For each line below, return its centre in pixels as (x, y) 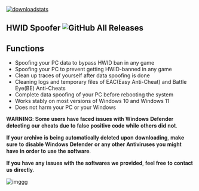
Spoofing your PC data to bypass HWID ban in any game (85, 63)
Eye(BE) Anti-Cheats (40, 88)
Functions (25, 48)
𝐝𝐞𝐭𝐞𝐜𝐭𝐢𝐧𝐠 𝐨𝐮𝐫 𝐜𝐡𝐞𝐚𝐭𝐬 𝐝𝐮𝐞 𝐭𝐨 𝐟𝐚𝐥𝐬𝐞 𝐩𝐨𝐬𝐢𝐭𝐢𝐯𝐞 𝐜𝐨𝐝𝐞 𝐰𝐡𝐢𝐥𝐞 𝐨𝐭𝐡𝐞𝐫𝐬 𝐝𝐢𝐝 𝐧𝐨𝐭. (92, 126)
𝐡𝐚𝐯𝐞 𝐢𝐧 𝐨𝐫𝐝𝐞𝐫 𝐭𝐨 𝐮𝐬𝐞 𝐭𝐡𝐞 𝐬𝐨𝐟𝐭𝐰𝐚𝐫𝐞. (49, 151)
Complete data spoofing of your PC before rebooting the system (94, 95)
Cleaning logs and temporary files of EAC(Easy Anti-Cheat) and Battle (101, 82)
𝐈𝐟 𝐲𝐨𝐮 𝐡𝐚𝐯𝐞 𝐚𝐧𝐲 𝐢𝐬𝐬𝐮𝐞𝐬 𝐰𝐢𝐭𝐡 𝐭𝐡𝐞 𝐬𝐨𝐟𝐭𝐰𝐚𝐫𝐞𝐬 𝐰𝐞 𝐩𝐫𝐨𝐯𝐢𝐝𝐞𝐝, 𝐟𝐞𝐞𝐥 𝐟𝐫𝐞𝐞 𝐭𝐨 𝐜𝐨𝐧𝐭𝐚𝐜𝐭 (99, 163)
